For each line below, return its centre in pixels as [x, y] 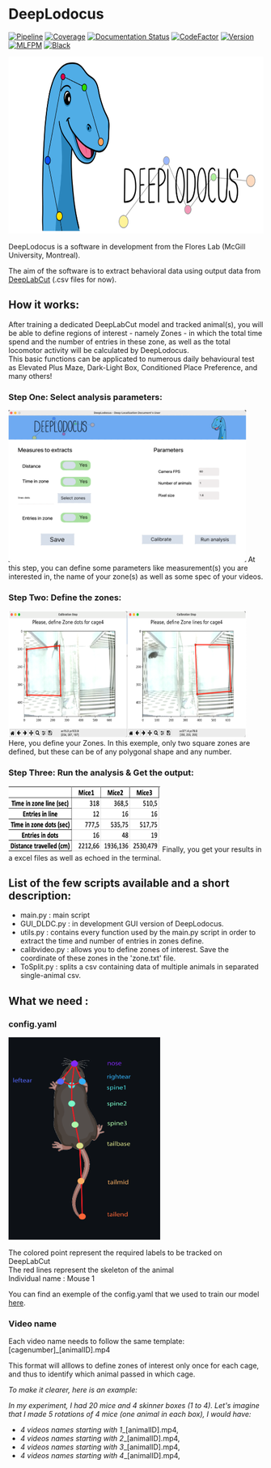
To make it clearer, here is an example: [73, 1390]
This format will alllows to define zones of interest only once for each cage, [134, 1366]
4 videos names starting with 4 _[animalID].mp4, [100, 1456]
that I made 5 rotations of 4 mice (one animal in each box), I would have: [130, 1415]
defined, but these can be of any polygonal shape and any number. [120, 752]
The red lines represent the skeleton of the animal [91, 1270]
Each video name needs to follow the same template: [96, 1342]
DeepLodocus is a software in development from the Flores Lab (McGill [127, 246]
